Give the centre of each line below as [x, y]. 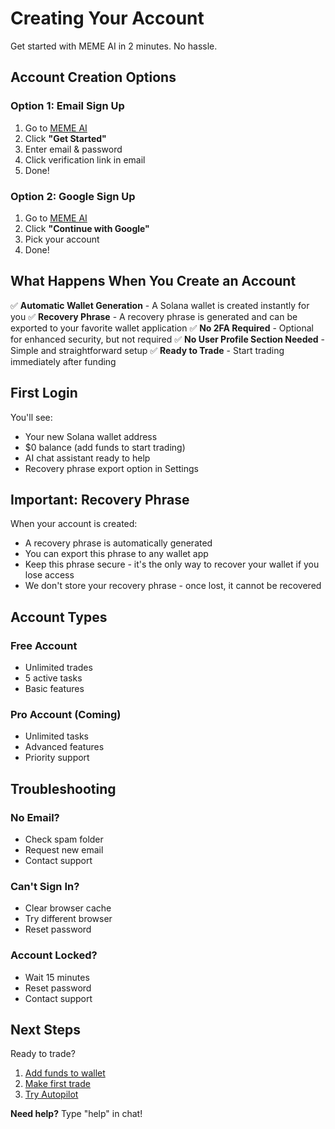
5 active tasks [53, 678]
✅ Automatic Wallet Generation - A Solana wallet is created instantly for [160, 305]
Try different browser [68, 919]
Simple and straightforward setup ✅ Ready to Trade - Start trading [147, 350]
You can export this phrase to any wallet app [116, 554]
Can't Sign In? [45, 886]
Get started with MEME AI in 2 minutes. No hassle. [114, 46]
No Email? [35, 817]
